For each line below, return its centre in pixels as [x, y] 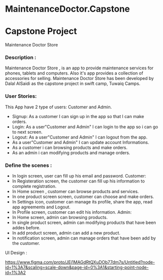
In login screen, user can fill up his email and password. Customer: [79, 176]
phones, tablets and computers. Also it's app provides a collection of [74, 73]
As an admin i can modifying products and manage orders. [71, 153]
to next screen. [27, 132]
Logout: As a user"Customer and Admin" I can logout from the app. [80, 137]
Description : [21, 58]
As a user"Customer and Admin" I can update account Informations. [81, 142]
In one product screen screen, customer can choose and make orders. [83, 197]
